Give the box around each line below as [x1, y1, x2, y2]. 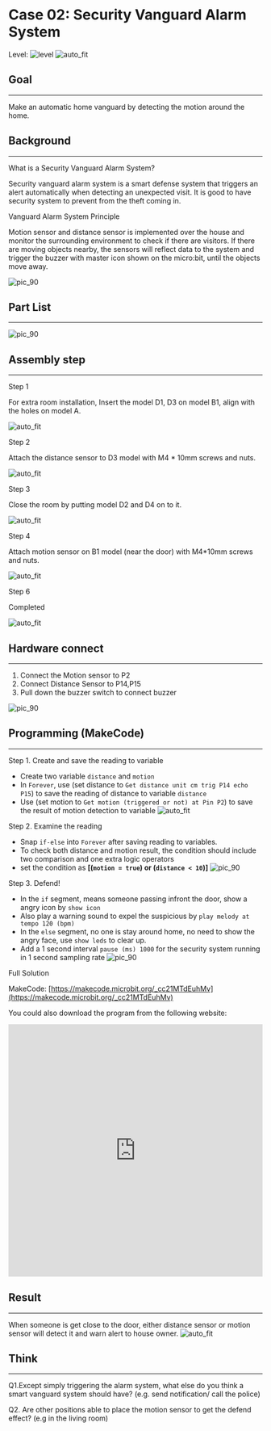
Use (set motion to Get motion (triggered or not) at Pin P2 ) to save [19, 797, 253, 807]
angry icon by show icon [19, 902, 101, 912]
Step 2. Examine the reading [8, 821, 102, 831]
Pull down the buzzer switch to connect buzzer [19, 688, 177, 697]
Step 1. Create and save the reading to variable [8, 755, 164, 765]
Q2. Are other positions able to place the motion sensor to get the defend [8, 1405, 252, 1415]
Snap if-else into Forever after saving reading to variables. [19, 837, 218, 846]
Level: [8, 49, 28, 59]
